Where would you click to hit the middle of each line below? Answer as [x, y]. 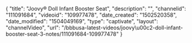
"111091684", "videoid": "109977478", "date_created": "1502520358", [91, 15]
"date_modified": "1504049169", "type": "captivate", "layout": [82, 21]
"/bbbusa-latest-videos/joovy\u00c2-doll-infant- [123, 27]
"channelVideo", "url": [33, 27]
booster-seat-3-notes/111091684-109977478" [62, 34]
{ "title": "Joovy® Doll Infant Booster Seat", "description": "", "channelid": [96, 9]
